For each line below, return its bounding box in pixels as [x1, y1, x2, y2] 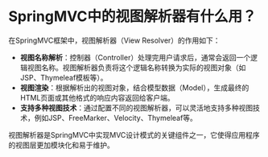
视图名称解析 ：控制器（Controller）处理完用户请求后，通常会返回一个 [19, 52, 251, 62]
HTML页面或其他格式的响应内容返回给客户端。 [19, 93, 175, 102]
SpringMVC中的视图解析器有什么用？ [8, 7, 257, 26]
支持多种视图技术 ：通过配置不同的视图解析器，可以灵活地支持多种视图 [19, 102, 254, 113]
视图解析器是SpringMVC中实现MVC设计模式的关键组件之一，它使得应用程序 [8, 130, 260, 139]
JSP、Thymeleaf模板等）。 [19, 72, 108, 82]
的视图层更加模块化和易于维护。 [8, 140, 114, 150]
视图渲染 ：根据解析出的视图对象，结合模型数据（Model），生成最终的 [19, 82, 249, 93]
